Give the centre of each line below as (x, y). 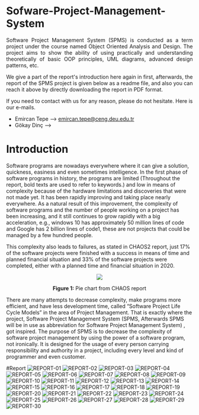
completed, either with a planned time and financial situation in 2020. (90, 265)
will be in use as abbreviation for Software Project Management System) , (96, 325)
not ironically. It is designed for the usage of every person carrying (88, 344)
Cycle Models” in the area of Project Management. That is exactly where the (99, 312)
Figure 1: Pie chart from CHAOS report (99, 288)
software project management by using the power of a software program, (96, 338)
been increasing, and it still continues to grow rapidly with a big (83, 216)
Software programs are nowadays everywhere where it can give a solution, (98, 165)
